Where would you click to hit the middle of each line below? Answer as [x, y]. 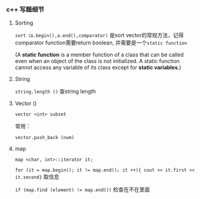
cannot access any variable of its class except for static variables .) [98, 68]
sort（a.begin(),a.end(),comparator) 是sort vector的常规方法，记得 [99, 35]
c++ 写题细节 [25, 9]
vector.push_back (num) [45, 138]
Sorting [24, 23]
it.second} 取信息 [37, 177]
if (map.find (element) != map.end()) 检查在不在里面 [82, 189]
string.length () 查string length [55, 92]
